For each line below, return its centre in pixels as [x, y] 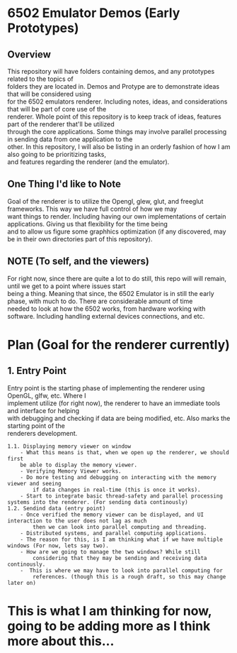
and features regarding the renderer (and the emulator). [88, 162]
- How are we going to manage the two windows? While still [110, 552]
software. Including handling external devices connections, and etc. [106, 316]
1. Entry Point [37, 371]
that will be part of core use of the [57, 109]
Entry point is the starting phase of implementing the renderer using [106, 388]
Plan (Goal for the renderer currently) [118, 345]
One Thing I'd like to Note [64, 184]
